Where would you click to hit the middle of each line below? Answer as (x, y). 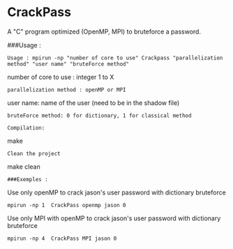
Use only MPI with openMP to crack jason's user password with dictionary (114, 218)
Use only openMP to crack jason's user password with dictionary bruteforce (117, 192)
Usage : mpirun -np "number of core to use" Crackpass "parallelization (115, 58)
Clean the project (34, 154)
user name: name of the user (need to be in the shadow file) (93, 103)
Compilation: (26, 128)
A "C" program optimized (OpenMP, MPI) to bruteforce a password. (104, 31)
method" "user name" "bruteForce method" (68, 64)
